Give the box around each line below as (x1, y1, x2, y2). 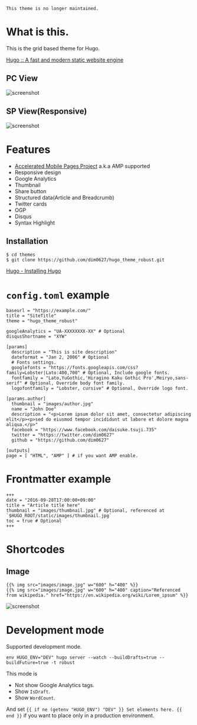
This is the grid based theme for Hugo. (6, 44, 100, 52)
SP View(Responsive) (6, 107, 87, 117)
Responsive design (14, 169, 61, 176)
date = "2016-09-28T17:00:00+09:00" (6, 498, 96, 503)
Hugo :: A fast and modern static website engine (6, 56, 124, 63)
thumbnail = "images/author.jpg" (11, 401, 94, 407)
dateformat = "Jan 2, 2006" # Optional (11, 354, 110, 361)
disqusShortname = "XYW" (6, 333, 67, 340)
